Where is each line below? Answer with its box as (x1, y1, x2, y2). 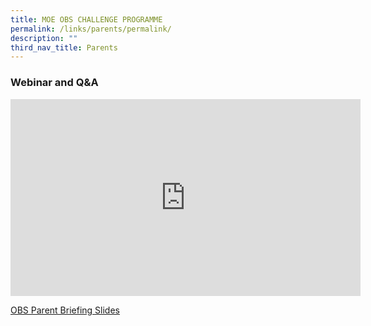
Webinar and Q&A (10, 76, 99, 90)
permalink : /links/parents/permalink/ (10, 24, 172, 34)
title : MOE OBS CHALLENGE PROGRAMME (10, 14, 163, 25)
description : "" (10, 33, 78, 43)
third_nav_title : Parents (10, 42, 118, 53)
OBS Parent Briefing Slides (10, 304, 120, 316)
